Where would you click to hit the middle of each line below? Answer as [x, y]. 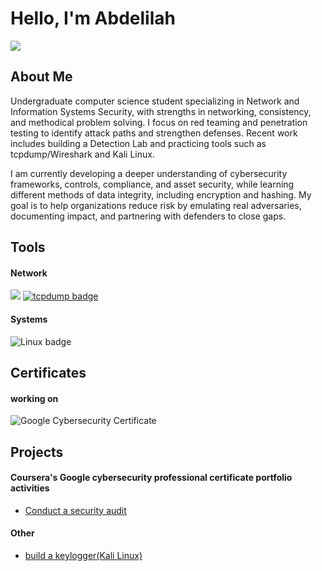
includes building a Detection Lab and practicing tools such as [138, 143]
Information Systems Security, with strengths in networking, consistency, [161, 111]
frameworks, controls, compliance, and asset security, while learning [152, 184]
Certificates [48, 372]
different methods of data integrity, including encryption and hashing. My [161, 194]
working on [34, 398]
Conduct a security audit [75, 510]
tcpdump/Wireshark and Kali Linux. [82, 154]
